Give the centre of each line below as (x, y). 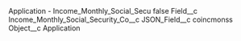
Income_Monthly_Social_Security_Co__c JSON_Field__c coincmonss (121, 19)
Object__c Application (44, 28)
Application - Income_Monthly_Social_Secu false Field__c (103, 11)
